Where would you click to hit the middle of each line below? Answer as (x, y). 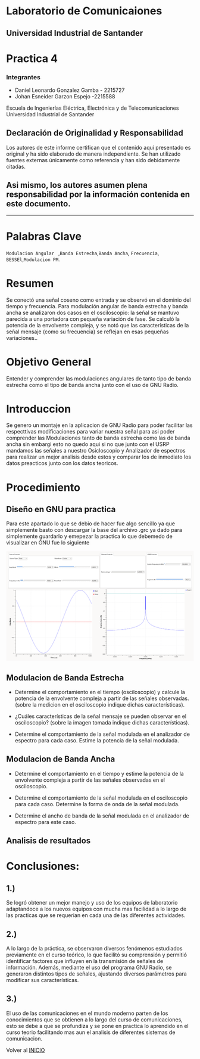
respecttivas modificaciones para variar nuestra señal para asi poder (90, 432)
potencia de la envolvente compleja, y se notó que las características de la (98, 325)
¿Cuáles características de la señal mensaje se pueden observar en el (100, 716)
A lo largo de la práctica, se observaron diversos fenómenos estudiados (94, 949)
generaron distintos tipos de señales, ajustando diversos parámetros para (97, 974)
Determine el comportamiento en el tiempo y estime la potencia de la (99, 773)
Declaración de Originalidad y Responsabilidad (95, 133)
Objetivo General (49, 362)
